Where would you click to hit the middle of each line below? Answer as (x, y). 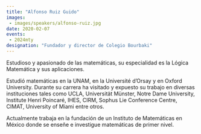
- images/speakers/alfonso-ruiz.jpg (55, 23)
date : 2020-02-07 (28, 29)
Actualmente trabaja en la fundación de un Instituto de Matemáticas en (94, 118)
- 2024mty (21, 40)
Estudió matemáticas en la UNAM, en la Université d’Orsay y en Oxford (94, 81)
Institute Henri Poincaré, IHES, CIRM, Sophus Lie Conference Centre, (92, 100)
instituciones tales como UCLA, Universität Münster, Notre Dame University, (101, 94)
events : (16, 34)
